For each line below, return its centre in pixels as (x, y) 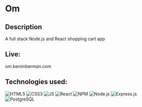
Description (24, 27)
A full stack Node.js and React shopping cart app (55, 39)
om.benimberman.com (28, 66)
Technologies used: (36, 82)
